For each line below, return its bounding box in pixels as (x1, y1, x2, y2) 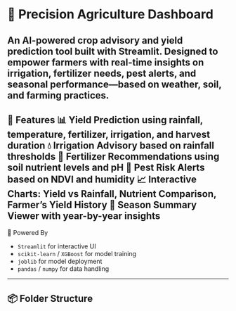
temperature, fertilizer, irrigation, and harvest (7, 128, 211, 140)
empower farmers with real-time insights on (7, 56, 204, 68)
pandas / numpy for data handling (17, 265, 110, 273)
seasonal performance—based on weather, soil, (7, 78, 222, 90)
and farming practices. (7, 89, 110, 101)
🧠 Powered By (7, 229, 48, 237)
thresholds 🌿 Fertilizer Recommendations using (7, 151, 220, 163)
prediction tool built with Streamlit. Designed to (7, 45, 218, 57)
